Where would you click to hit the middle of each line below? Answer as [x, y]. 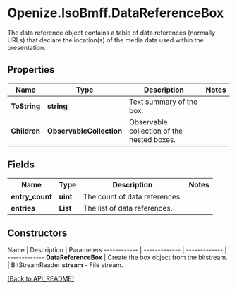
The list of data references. [128, 208]
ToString [26, 106]
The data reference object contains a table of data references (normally [111, 33]
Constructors [37, 233]
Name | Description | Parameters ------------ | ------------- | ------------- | [117, 250]
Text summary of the [164, 102]
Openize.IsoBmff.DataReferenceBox [116, 13]
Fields [21, 165]
